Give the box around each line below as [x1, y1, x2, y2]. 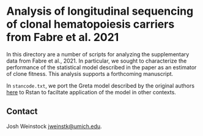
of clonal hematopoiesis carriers [6, 17, 175, 31]
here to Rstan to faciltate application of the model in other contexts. [6, 88, 176, 96]
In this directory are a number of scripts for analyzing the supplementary [6, 50, 190, 58]
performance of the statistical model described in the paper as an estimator [6, 63, 197, 71]
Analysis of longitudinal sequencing [6, 4, 194, 18]
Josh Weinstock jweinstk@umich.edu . [6, 123, 102, 130]
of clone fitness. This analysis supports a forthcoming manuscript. [6, 70, 174, 77]
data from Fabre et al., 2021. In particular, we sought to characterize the [6, 57, 187, 64]
